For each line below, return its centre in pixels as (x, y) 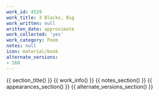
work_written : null (31, 23)
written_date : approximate (40, 29)
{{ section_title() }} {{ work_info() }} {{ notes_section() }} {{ (79, 80)
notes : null (21, 46)
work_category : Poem (32, 40)
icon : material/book (32, 52)
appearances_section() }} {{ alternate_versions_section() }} (80, 86)
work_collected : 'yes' (35, 35)
